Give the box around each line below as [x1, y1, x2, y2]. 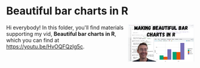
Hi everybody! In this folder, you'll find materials [6, 24, 124, 31]
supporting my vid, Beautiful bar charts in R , [6, 30, 116, 37]
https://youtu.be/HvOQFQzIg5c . [6, 43, 85, 50]
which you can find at [6, 36, 60, 44]
